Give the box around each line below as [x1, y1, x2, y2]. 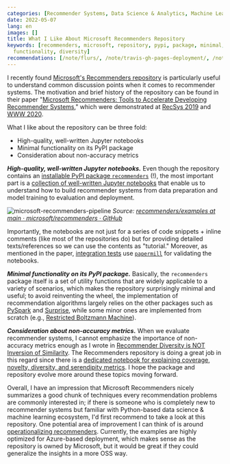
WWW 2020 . [7, 110, 44, 118]
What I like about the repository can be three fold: [7, 123, 147, 131]
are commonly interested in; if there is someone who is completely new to [7, 398, 216, 406]
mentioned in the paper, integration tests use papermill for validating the [7, 249, 212, 257]
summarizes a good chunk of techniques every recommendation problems [7, 391, 218, 399]
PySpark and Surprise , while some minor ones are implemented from [7, 306, 202, 314]
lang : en [7, 23, 32, 29]
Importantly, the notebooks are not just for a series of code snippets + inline [7, 227, 221, 235]
